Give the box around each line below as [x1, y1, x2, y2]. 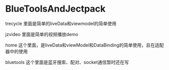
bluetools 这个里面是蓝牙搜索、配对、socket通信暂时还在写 [5, 59, 129, 65]
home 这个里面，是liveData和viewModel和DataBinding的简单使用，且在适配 [5, 42, 164, 48]
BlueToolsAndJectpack [5, 3, 106, 15]
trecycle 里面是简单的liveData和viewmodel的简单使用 [5, 20, 117, 26]
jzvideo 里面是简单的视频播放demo [5, 31, 78, 37]
